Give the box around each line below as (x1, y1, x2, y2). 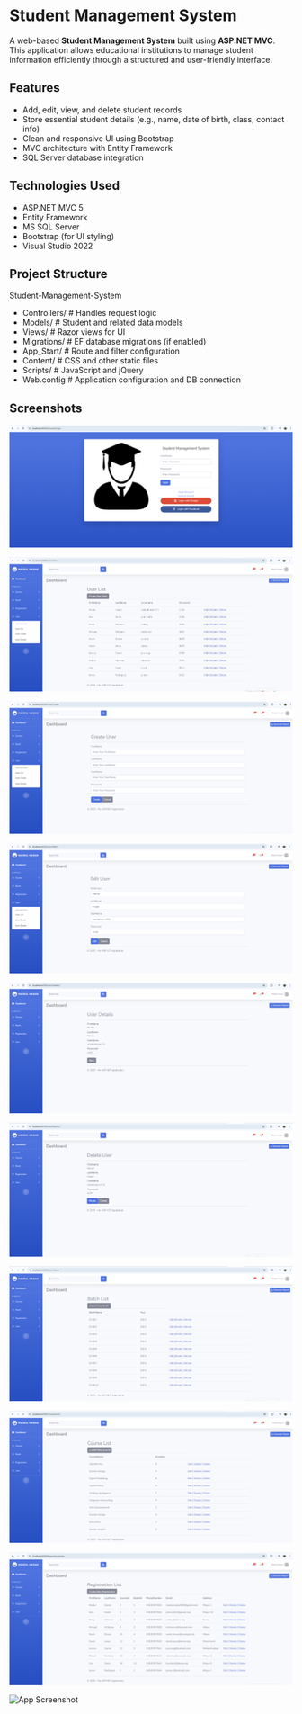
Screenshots (9, 400, 83, 416)
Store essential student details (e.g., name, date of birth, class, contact (22, 113, 285, 124)
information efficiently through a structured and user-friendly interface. (9, 54, 272, 65)
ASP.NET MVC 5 (22, 202, 84, 212)
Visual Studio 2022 (22, 240, 93, 251)
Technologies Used (9, 178, 120, 193)
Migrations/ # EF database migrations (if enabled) (22, 337, 207, 347)
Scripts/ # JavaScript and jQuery (22, 365, 144, 376)
